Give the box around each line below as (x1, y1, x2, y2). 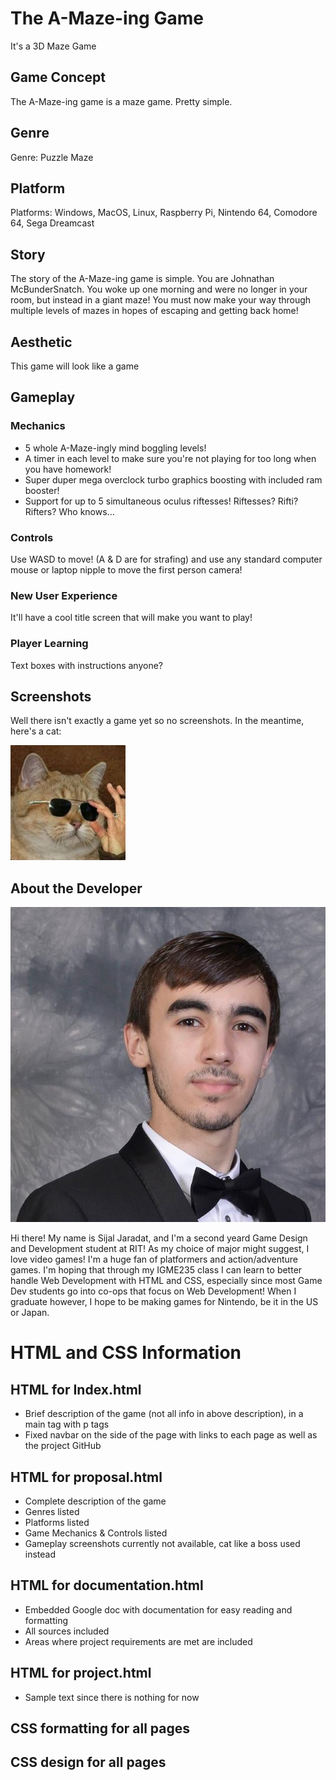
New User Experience (10, 588, 118, 602)
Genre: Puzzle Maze (10, 151, 94, 163)
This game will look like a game (10, 360, 140, 372)
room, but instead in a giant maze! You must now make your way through (10, 294, 312, 306)
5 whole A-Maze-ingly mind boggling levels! (24, 442, 207, 454)
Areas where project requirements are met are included (24, 1635, 253, 1647)
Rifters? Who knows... (24, 505, 115, 517)
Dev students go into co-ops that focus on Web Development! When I (10, 1285, 297, 1297)
